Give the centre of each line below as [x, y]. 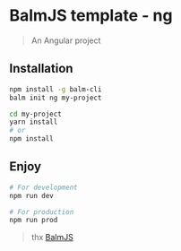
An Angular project [66, 40]
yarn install [34, 122]
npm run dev [31, 195]
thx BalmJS [52, 238]
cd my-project [36, 114]
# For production [42, 212]
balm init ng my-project [56, 98]
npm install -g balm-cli [56, 89]
